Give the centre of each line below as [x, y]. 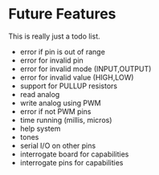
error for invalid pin [52, 60]
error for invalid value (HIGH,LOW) [77, 77]
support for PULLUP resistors [69, 86]
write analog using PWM [61, 103]
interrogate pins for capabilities [71, 162]
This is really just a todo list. [54, 36]
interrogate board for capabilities [74, 154]
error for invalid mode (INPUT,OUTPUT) [86, 68]
